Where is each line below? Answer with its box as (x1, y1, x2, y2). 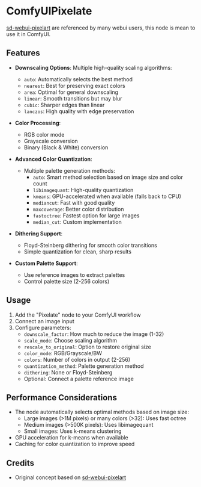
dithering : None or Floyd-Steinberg (23, 368, 113, 376)
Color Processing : (14, 119, 61, 126)
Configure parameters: (14, 324, 71, 331)
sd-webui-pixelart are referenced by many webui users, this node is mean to (6, 24, 196, 31)
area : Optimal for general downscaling (23, 88, 119, 96)
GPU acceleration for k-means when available (14, 434, 128, 441)
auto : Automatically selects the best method (23, 75, 133, 82)
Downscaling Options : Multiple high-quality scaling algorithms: (14, 64, 172, 71)
